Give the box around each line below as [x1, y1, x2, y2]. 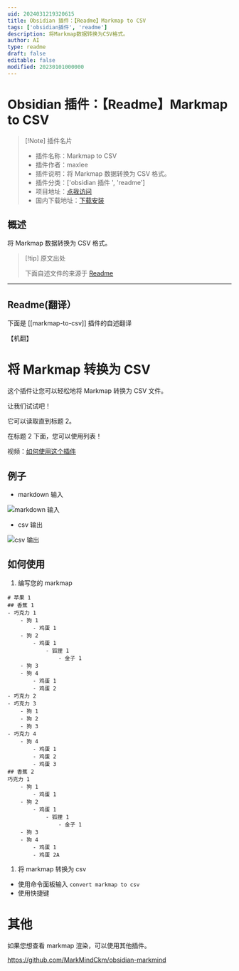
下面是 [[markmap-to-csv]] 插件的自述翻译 [7, 319, 132, 327]
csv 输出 [17, 520, 43, 529]
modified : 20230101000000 [7, 63, 84, 70]
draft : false [7, 51, 46, 58]
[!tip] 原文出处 [24, 254, 66, 263]
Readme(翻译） [7, 298, 77, 310]
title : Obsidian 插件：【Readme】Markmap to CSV [7, 17, 147, 24]
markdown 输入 [17, 490, 64, 498]
